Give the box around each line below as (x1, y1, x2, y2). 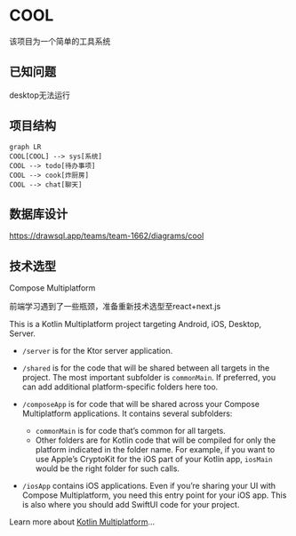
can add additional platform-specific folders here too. (21, 381, 219, 392)
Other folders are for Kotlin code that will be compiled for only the (35, 435, 276, 445)
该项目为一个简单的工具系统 (9, 36, 111, 46)
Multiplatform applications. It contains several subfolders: (21, 408, 233, 419)
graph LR (9, 142, 42, 151)
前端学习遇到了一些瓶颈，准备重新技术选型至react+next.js (9, 301, 221, 312)
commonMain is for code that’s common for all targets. (35, 426, 227, 436)
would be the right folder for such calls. (35, 463, 180, 474)
